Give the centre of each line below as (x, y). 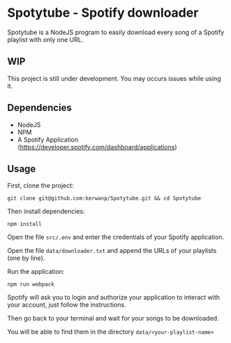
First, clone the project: (41, 186)
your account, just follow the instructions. (67, 305)
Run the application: (36, 272)
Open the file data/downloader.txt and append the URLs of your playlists (112, 251)
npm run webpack (31, 284)
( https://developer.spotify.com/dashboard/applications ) (97, 147)
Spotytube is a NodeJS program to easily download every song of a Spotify (116, 32)
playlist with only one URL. (45, 39)
